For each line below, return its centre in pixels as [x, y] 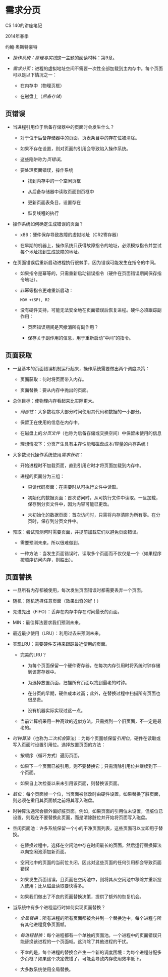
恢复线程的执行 [43, 213]
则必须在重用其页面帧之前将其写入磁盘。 [54, 800]
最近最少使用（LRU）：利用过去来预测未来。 [58, 633]
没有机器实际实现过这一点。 [57, 711]
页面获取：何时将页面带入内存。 [53, 379]
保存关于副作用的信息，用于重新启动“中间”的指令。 [80, 338]
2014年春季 [17, 36]
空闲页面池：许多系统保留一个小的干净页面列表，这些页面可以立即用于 [86, 828]
